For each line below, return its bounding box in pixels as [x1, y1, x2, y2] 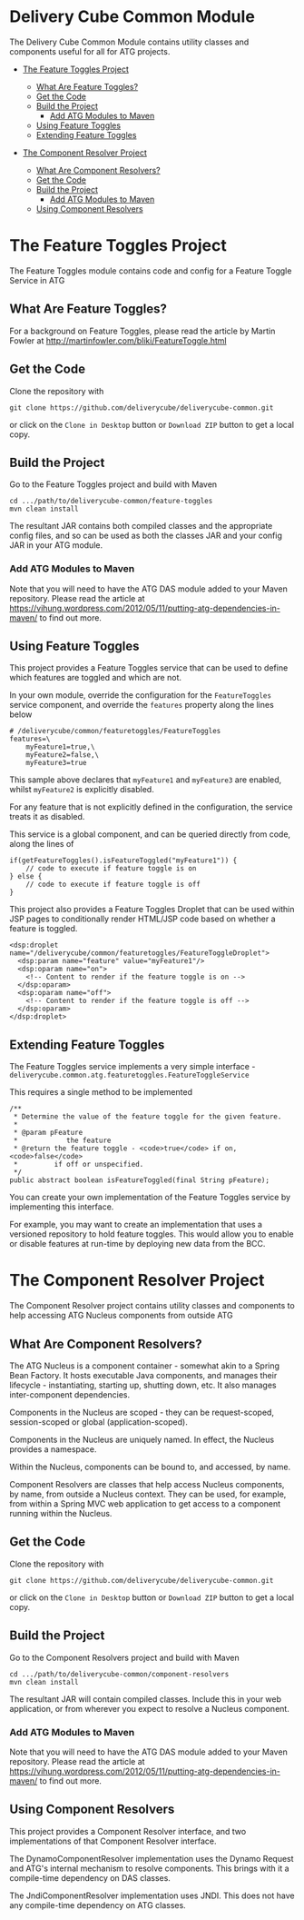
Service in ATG [9, 274, 65, 285]
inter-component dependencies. [9, 1388, 130, 1400]
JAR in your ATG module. [9, 540, 103, 551]
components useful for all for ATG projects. [9, 45, 171, 56]
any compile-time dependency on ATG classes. [9, 1899, 186, 1910]
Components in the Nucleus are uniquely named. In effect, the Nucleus [9, 1434, 275, 1445]
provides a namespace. [9, 1443, 97, 1455]
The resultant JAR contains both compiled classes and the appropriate [9, 521, 273, 532]
